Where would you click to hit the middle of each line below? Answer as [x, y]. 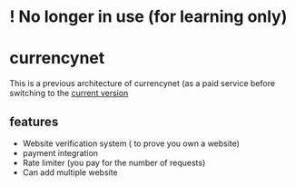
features [34, 121]
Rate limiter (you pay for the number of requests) [114, 162]
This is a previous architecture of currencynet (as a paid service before [142, 84]
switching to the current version [69, 93]
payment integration [60, 153]
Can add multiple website [70, 172]
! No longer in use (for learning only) [148, 17]
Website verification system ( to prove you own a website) [131, 143]
